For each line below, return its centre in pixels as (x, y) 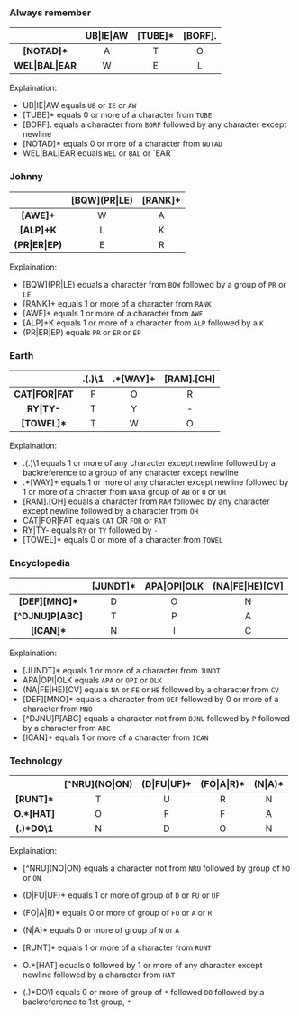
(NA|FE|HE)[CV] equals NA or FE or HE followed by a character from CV (150, 690)
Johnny (26, 177)
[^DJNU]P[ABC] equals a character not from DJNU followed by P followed (156, 719)
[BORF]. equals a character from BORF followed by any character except (154, 124)
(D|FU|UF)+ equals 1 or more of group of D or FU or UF (121, 895)
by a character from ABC (66, 728)
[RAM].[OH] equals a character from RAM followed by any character (146, 501)
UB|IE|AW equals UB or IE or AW (79, 105)
